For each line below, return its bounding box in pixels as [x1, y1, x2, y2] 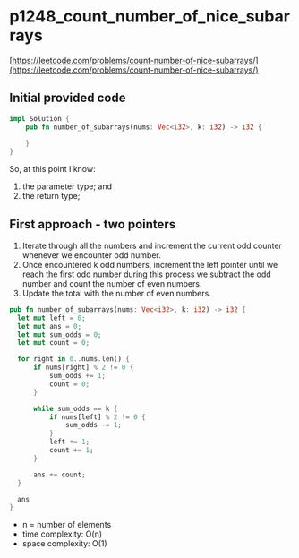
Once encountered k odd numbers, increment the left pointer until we [21, 259, 278, 270]
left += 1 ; [48, 437, 90, 447]
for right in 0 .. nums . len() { [17, 355, 130, 364]
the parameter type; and [21, 181, 113, 192]
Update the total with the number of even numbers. [21, 288, 212, 298]
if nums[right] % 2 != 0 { [32, 363, 134, 373]
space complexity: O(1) [21, 538, 107, 549]
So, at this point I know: [9, 164, 96, 175]
